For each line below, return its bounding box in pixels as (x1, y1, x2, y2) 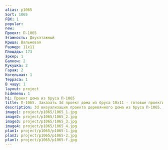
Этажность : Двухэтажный (5, 35, 55, 40)
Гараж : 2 (5, 68, 23, 73)
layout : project (5, 86, 39, 91)
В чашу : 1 (5, 81, 26, 86)
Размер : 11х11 (5, 44, 35, 49)
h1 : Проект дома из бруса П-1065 (5, 95, 75, 100)
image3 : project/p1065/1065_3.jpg (5, 118, 77, 124)
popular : (5, 21, 23, 26)
